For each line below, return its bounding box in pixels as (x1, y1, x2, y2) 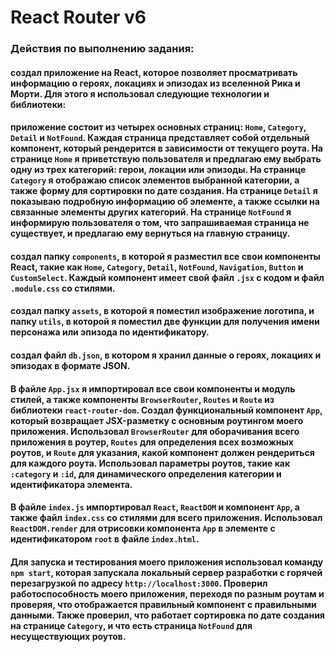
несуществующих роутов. (10, 630, 127, 642)
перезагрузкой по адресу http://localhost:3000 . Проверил (10, 577, 268, 589)
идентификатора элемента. (10, 478, 133, 490)
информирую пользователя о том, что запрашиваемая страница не (10, 217, 310, 229)
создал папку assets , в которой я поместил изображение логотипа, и (10, 305, 315, 317)
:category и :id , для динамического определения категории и (10, 467, 282, 480)
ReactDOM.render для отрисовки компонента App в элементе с (10, 522, 276, 535)
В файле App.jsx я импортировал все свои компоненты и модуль (10, 382, 296, 395)
